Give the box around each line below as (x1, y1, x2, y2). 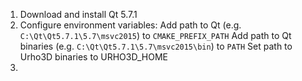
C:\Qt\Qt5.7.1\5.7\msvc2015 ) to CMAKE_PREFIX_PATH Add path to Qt (19, 30, 292, 41)
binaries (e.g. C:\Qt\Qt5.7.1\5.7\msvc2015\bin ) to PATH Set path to (19, 40, 293, 52)
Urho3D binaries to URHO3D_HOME (19, 51, 168, 63)
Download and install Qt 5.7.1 (19, 9, 138, 20)
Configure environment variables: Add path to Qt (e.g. (19, 19, 242, 31)
